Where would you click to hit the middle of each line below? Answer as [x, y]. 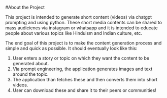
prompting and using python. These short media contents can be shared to [84, 22]
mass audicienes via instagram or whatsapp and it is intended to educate [82, 28]
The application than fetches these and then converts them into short [85, 80]
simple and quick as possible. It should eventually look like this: [71, 48]
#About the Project [25, 7]
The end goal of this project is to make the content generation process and [83, 43]
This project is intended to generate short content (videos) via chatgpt [79, 17]
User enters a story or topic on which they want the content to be [81, 58]
